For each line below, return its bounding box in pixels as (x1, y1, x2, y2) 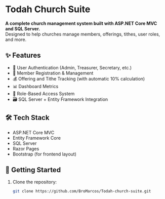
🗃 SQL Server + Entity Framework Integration (12, 96, 108, 102)
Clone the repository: (12, 179, 57, 185)
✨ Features (5, 51, 41, 60)
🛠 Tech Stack (5, 113, 50, 122)
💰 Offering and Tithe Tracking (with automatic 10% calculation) (12, 75, 145, 82)
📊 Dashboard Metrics (12, 83, 59, 89)
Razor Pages (12, 145, 39, 151)
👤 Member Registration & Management (12, 70, 94, 76)
